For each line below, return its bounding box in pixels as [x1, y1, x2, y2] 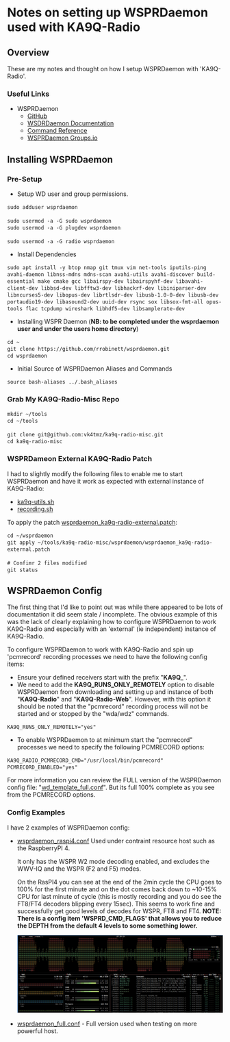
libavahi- [175, 277, 204, 285]
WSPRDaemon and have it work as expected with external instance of [7, 477, 204, 485]
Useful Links [7, 89, 50, 99]
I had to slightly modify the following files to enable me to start [7, 469, 183, 477]
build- [196, 271, 216, 278]
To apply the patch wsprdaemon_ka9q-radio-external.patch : [7, 518, 178, 526]
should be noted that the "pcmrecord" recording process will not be [16, 702, 209, 710]
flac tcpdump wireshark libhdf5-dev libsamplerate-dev [25, 305, 186, 312]
